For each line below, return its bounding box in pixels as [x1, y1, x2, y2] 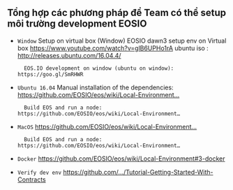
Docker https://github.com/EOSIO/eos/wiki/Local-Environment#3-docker [17, 154, 225, 163]
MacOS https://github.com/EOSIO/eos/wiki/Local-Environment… [17, 122, 197, 131]
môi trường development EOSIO [7, 18, 147, 30]
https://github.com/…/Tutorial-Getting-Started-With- [62, 168, 213, 176]
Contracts [17, 175, 47, 184]
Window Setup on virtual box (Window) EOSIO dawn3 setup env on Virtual [17, 36, 227, 45]
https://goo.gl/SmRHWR [17, 71, 84, 78]
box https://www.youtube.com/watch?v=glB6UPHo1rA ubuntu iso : [17, 43, 209, 52]
